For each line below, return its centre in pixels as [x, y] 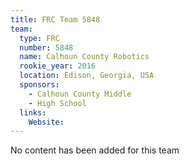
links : [33, 112]
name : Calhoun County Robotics [84, 57]
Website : [46, 122]
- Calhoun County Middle [80, 94]
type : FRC [39, 38]
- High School [57, 103]
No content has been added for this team [95, 150]
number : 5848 [46, 47]
